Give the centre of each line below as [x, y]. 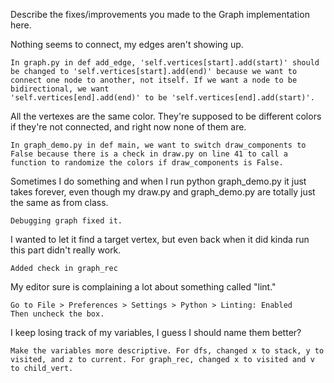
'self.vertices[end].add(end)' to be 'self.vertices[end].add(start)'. [162, 98]
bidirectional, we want [60, 89]
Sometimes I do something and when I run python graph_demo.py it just [158, 181]
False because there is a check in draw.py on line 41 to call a [149, 154]
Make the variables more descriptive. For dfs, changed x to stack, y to [167, 351]
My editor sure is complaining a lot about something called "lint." [143, 287]
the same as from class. [59, 202]
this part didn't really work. [66, 250]
